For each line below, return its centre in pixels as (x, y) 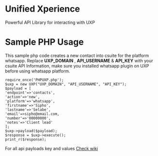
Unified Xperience (42, 9)
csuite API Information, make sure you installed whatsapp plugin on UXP (77, 66)
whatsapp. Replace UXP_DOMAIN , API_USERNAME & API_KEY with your (79, 61)
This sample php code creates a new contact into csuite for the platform (77, 55)
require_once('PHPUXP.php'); (34, 80)
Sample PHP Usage (44, 42)
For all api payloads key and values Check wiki (52, 148)
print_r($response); (26, 139)
